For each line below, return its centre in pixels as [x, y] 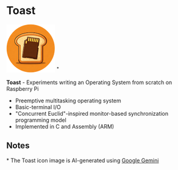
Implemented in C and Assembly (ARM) [65, 126]
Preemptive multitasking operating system [68, 101]
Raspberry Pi [23, 88]
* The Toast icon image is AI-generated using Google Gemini [83, 160]
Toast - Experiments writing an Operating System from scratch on [89, 82]
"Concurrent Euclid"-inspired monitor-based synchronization [92, 113]
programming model [41, 120]
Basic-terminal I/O [38, 107]
